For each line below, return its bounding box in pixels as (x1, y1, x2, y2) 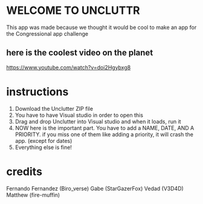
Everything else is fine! (14, 143, 72, 151)
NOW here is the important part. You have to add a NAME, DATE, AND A (14, 124, 195, 131)
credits (6, 165, 42, 179)
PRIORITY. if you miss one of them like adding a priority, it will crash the (14, 131, 193, 138)
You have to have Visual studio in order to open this (14, 111, 144, 119)
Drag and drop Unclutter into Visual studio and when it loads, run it (14, 117, 181, 125)
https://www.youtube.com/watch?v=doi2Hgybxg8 (6, 64, 131, 71)
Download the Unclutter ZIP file (14, 105, 94, 112)
